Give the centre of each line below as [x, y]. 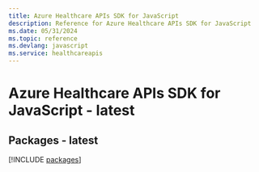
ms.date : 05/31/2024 [43, 31]
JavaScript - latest [72, 111]
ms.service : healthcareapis [56, 53]
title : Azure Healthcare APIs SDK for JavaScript [94, 16]
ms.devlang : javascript [49, 46]
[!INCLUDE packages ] [45, 159]
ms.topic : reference [43, 38]
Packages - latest [53, 140]
